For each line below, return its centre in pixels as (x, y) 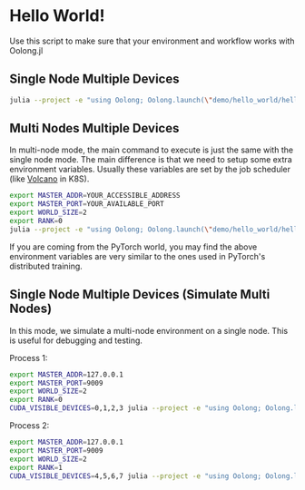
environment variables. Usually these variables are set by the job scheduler (150, 170)
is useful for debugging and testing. (76, 340)
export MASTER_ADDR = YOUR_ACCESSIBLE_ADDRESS (95, 196)
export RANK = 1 (36, 467)
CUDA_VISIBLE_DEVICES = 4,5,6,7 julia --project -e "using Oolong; (135, 476)
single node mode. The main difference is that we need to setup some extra (151, 160)
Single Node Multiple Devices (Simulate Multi (140, 294)
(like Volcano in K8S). (49, 179)
